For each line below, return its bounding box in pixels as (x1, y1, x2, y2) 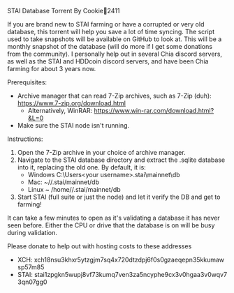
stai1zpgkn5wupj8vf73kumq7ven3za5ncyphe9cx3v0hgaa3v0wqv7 (34, 271, 228, 278)
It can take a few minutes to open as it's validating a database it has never (7, 213, 220, 222)
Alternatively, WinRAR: (27, 107, 93, 114)
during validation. (7, 229, 57, 236)
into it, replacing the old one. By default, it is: (17, 163, 147, 171)
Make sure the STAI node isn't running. (17, 121, 130, 129)
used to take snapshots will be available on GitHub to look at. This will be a (7, 35, 222, 43)
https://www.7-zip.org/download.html (17, 99, 126, 107)
